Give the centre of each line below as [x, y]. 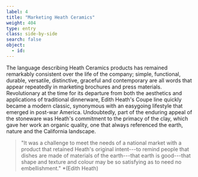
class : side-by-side [32, 34]
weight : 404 [21, 23]
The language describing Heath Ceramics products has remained [87, 68]
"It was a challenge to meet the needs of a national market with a [101, 143]
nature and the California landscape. [51, 131]
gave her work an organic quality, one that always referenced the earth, [94, 125]
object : [16, 45]
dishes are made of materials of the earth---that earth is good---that [106, 155]
